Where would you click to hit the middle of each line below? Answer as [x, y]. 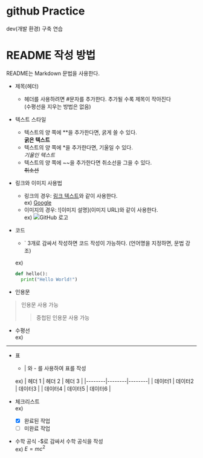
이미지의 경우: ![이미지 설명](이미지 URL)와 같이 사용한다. [91, 209]
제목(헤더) [27, 86]
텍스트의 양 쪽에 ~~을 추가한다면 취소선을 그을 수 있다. [88, 162]
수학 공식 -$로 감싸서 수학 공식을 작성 [59, 441]
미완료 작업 [37, 428]
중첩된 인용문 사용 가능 [63, 317]
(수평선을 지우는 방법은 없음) [58, 106]
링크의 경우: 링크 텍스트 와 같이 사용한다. [71, 195]
